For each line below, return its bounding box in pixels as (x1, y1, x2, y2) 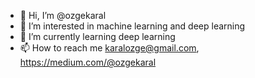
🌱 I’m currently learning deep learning (19, 31, 176, 42)
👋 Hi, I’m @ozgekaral (19, 10, 107, 21)
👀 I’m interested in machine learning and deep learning (19, 20, 246, 32)
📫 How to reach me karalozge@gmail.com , (19, 42, 200, 54)
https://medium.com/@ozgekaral (19, 56, 157, 68)
